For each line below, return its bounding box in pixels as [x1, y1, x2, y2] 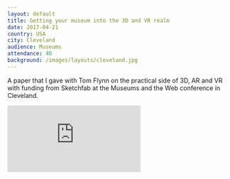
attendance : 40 [7, 50, 53, 58]
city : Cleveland [7, 37, 55, 44]
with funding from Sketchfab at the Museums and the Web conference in [7, 83, 221, 92]
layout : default [7, 10, 55, 18]
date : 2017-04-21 [7, 23, 59, 31]
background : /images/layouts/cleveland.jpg [7, 57, 138, 64]
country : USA [7, 30, 46, 38]
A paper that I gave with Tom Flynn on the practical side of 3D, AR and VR [7, 76, 223, 85]
